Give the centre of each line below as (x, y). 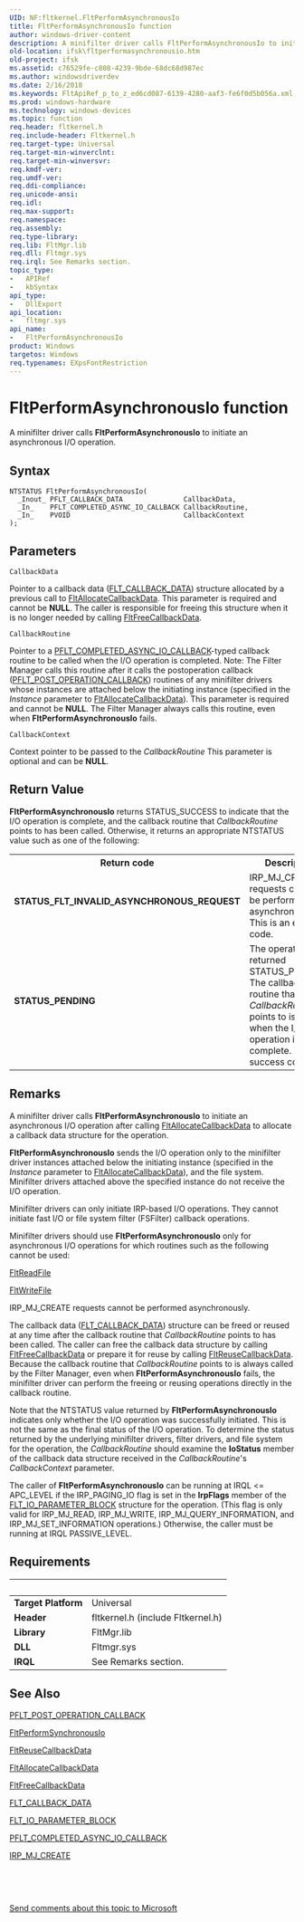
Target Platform (48, 1602)
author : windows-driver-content (70, 34)
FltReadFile (30, 1272)
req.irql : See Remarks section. (70, 262)
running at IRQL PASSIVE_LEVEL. (71, 1533)
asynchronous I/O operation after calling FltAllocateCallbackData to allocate (151, 1125)
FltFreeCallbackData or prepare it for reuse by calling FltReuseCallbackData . (152, 1353)
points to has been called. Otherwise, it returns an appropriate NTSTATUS (147, 830)
